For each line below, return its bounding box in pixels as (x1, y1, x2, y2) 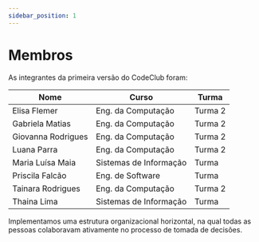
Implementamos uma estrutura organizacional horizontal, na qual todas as (8, 216, 252, 226)
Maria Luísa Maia (12, 157, 77, 168)
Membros (8, 46, 73, 64)
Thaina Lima (12, 196, 58, 207)
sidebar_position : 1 (8, 11, 77, 20)
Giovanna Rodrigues (12, 131, 88, 142)
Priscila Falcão (12, 169, 67, 181)
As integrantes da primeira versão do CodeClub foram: (8, 73, 188, 82)
